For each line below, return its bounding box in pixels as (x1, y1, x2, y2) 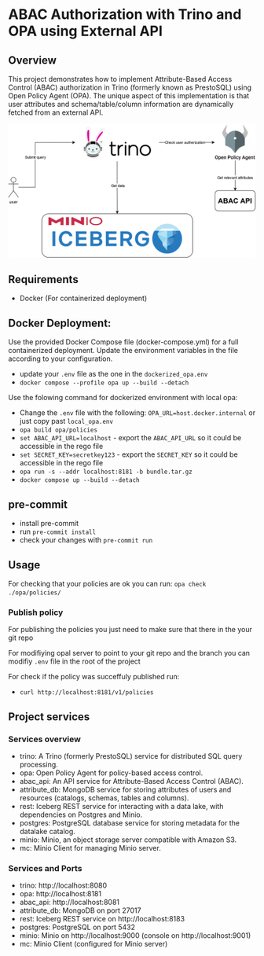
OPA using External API (8, 22, 163, 40)
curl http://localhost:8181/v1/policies (19, 689, 154, 697)
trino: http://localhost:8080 (19, 881, 108, 890)
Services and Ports (8, 862, 82, 873)
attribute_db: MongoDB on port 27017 (19, 906, 141, 915)
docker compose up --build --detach (19, 476, 140, 484)
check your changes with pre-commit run (19, 535, 153, 545)
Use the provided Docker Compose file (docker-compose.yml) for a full (8, 337, 239, 347)
